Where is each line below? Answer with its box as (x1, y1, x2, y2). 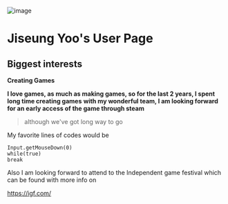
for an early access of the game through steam (7, 104, 145, 112)
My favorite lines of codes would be (7, 131, 109, 139)
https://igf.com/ (7, 190, 52, 197)
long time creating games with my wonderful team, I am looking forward (7, 97, 219, 105)
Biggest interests (7, 58, 83, 70)
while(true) (7, 150, 41, 157)
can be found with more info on (7, 176, 97, 184)
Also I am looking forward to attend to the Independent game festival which (7, 169, 222, 176)
